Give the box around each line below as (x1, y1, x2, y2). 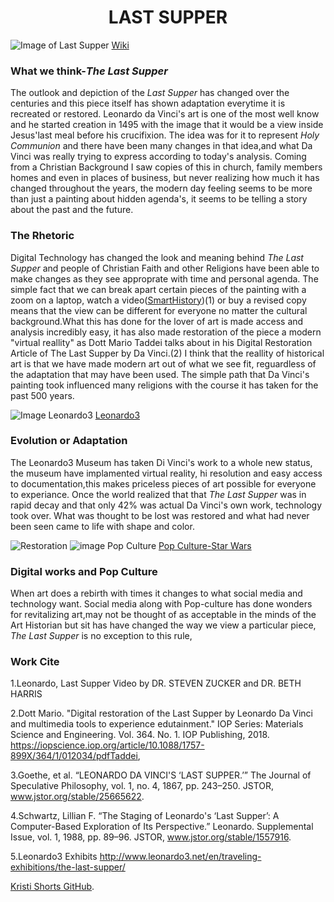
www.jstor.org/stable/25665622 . (10, 791, 145, 803)
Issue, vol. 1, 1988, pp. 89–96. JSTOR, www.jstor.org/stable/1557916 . (10, 831, 292, 843)
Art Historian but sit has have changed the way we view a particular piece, (10, 619, 317, 631)
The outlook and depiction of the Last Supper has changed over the (10, 87, 290, 99)
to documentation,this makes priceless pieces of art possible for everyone (10, 477, 317, 490)
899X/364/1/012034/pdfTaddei (10, 750, 138, 762)
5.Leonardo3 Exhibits (10, 851, 98, 863)
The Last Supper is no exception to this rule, (10, 630, 193, 642)
